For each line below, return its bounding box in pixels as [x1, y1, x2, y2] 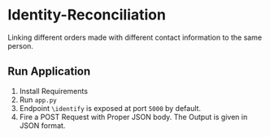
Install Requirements [19, 86, 89, 96]
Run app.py [19, 95, 58, 105]
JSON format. [19, 120, 66, 131]
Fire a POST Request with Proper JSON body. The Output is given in [19, 112, 248, 122]
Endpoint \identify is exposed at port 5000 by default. [19, 103, 201, 113]
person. [7, 41, 34, 50]
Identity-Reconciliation [7, 6, 166, 24]
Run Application [7, 65, 91, 79]
